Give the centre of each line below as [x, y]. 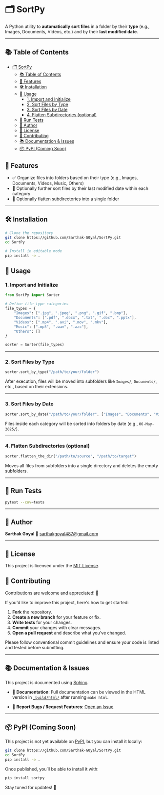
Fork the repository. [32, 612]
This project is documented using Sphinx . [47, 682]
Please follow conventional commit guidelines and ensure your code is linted [82, 642]
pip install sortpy [25, 778]
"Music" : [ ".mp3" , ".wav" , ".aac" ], [51, 327]
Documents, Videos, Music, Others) [48, 183]
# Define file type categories [37, 304]
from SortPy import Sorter [32, 295]
